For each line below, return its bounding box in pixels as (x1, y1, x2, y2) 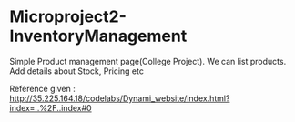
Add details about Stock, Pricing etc (9, 66, 144, 76)
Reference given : (9, 83, 76, 94)
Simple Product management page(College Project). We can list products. (9, 56, 287, 66)
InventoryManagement (9, 25, 188, 46)
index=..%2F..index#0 (9, 102, 93, 113)
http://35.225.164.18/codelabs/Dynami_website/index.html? (9, 93, 230, 104)
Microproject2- (9, 6, 127, 27)
